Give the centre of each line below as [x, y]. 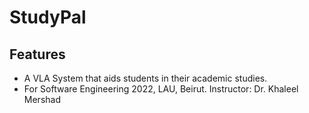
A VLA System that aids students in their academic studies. [145, 78]
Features [37, 54]
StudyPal [48, 17]
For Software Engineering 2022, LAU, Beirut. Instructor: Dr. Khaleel [161, 89]
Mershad [42, 99]
